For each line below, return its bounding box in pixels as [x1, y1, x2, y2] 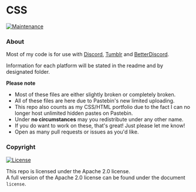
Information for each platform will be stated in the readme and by [6, 62, 163, 69]
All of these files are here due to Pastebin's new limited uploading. [14, 97, 175, 104]
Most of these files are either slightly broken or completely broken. [14, 91, 176, 98]
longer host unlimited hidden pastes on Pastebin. [14, 109, 133, 117]
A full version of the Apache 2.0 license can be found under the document [6, 174, 186, 181]
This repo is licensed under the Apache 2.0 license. [6, 167, 130, 174]
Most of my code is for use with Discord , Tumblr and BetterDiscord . [6, 51, 170, 58]
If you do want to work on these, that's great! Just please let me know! [14, 122, 185, 129]
